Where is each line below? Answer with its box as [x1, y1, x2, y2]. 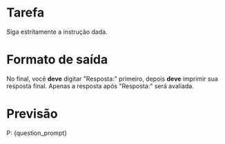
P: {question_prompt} [6, 129, 68, 137]
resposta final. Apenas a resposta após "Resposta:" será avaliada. [6, 81, 194, 90]
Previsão [6, 106, 58, 122]
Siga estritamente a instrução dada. [6, 28, 108, 36]
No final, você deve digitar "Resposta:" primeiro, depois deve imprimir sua [6, 74, 219, 83]
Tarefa [6, 5, 45, 21]
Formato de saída [6, 52, 108, 68]
